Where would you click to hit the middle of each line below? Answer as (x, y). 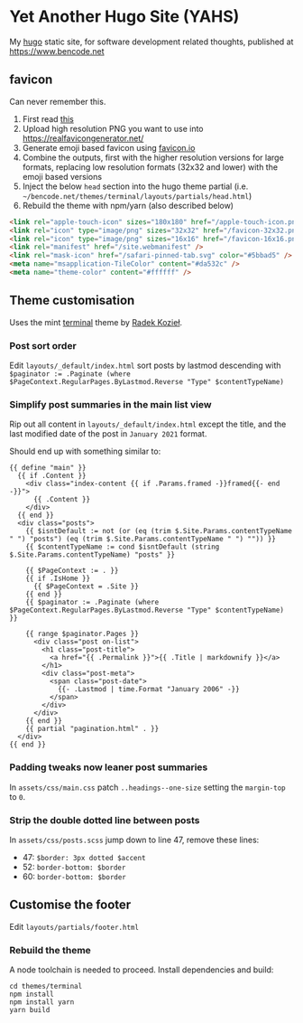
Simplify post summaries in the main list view (110, 404)
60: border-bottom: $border (74, 876)
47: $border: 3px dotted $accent (84, 857)
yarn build (30, 1009)
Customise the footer (70, 905)
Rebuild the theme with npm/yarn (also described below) (128, 205)
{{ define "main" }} (48, 468)
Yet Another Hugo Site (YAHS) (124, 17)
